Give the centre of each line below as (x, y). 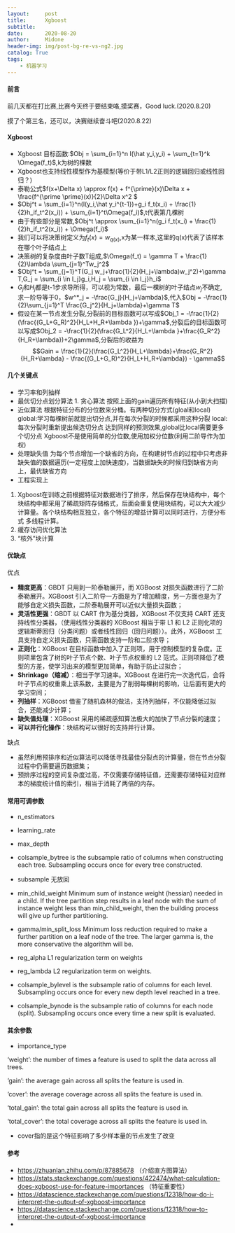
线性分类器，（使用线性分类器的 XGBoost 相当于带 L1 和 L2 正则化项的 (123, 622)
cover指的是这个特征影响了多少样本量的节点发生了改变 (96, 1136)
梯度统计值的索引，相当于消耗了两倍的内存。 (94, 783)
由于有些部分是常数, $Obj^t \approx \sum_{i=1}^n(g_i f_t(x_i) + (105, 221)
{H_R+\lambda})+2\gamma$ (58, 340)
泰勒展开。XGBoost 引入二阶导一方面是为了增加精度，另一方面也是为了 (120, 597)
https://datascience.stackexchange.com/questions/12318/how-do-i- (116, 1194)
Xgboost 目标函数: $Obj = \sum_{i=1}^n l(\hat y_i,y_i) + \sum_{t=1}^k (114, 154)
